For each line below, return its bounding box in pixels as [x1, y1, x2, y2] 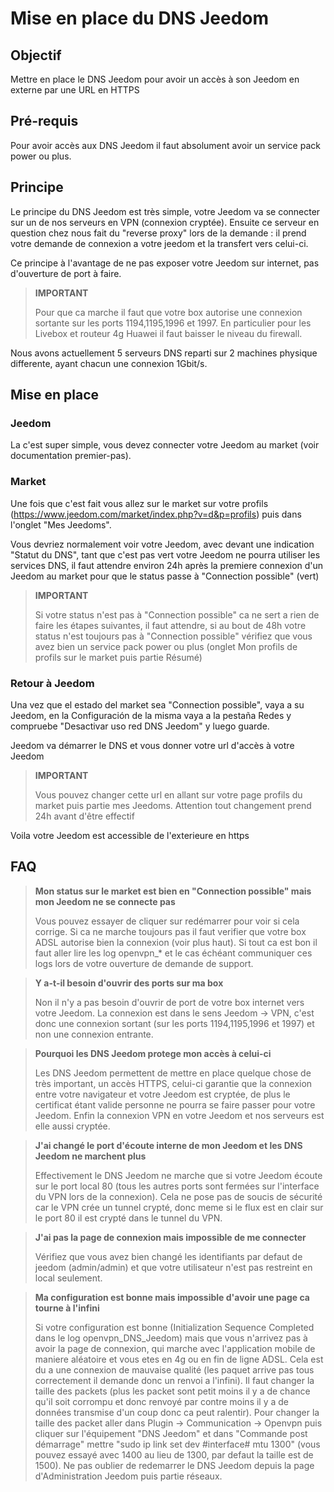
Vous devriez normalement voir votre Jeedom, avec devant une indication [10, 538, 315, 550]
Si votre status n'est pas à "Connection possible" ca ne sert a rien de [34, 608, 320, 621]
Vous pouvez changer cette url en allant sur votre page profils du [34, 788, 303, 801]
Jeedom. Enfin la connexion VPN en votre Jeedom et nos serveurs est [34, 1109, 325, 1121]
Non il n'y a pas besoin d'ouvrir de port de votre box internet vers [34, 996, 305, 1008]
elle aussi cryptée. [34, 1120, 111, 1132]
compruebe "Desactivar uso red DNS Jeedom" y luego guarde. [10, 720, 270, 732]
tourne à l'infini [34, 1302, 100, 1314]
